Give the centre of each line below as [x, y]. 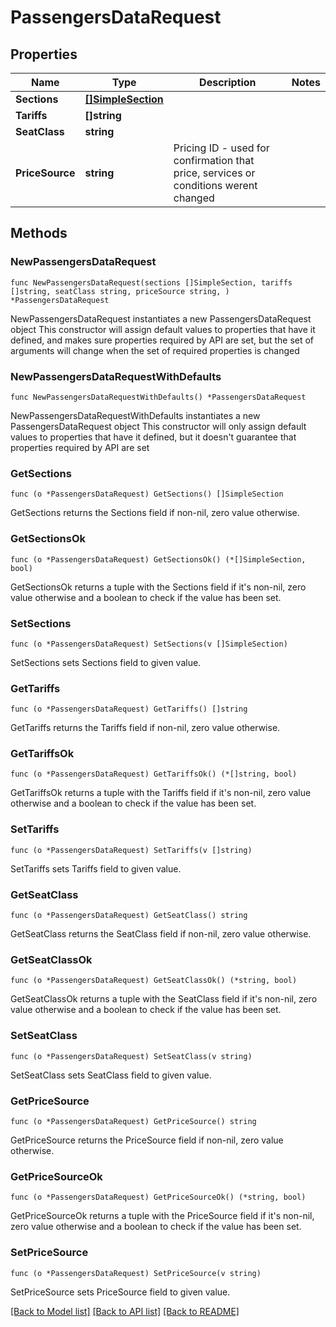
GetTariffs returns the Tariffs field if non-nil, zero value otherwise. [145, 728]
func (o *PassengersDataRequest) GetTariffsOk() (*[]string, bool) [154, 774]
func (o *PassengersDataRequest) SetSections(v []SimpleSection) [149, 644]
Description [228, 82]
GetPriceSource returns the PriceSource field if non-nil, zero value [147, 1140]
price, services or [214, 173]
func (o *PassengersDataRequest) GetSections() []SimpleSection [147, 494]
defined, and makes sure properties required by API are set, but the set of [162, 340]
